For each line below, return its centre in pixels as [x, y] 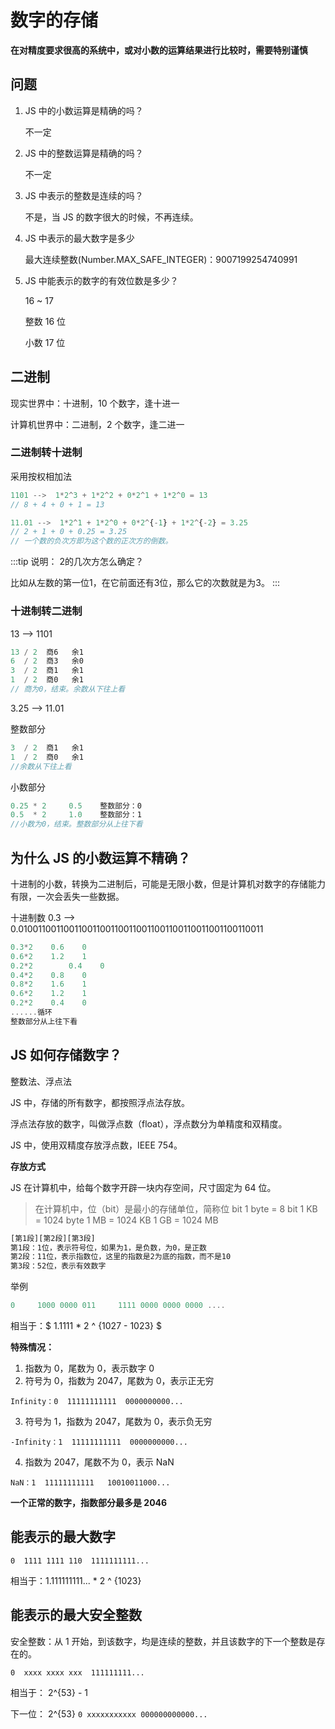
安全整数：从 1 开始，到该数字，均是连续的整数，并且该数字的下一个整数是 [163, 1641]
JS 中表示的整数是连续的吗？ [84, 195]
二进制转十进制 [46, 453]
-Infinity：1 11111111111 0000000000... [99, 1442]
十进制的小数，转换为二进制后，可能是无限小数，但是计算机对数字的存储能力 [168, 883]
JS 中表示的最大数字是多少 [79, 238]
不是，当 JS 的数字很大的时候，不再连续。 [111, 217]
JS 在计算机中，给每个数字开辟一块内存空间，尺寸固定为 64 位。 [143, 1187]
